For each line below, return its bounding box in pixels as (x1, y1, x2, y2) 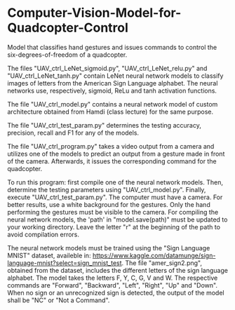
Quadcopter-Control (7, 20, 128, 36)
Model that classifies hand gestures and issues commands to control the (7, 43, 217, 51)
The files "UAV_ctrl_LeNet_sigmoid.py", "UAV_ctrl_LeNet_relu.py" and (7, 64, 208, 72)
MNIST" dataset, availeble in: (7, 251, 91, 260)
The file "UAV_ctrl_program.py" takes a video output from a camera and (7, 142, 215, 150)
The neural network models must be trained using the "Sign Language (7, 243, 210, 252)
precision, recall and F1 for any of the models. (7, 128, 139, 137)
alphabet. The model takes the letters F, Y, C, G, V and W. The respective (7, 274, 218, 282)
